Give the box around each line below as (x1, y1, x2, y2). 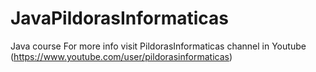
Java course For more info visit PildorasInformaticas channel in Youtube (10, 40, 307, 52)
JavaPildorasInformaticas (10, 7, 229, 30)
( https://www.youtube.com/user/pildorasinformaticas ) (10, 50, 233, 62)
